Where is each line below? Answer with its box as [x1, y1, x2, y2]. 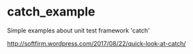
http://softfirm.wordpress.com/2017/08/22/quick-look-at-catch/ [7, 39, 186, 47]
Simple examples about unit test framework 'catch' [7, 26, 150, 34]
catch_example [7, 4, 95, 20]
